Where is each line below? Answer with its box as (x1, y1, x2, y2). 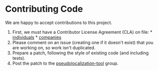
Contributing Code (5, 3, 83, 15)
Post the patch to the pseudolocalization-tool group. (12, 60, 118, 66)
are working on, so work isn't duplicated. (12, 45, 95, 50)
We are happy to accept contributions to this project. (5, 20, 113, 25)
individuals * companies (12, 34, 62, 40)
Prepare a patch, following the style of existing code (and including (12, 50, 149, 56)
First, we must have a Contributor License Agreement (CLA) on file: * (12, 29, 153, 35)
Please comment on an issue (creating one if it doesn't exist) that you (12, 39, 154, 45)
